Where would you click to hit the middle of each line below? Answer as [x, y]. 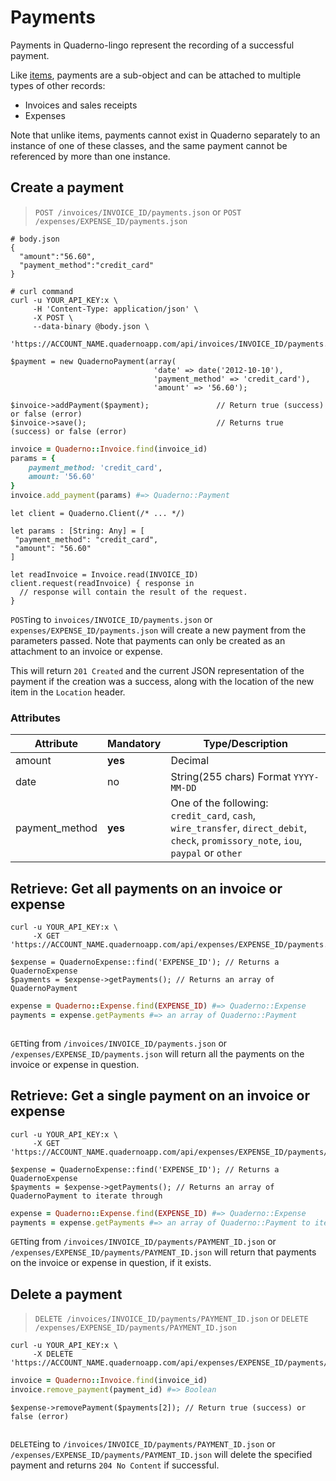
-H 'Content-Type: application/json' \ [115, 309]
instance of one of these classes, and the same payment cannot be [149, 145]
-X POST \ [53, 317]
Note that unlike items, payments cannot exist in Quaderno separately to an [165, 135]
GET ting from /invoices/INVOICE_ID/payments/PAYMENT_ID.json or [143, 1242]
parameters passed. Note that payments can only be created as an [148, 640]
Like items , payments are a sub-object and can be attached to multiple [156, 75]
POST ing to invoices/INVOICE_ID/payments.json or [111, 619]
